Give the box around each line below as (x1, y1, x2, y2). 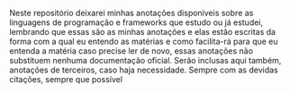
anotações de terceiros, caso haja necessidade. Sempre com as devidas (9, 64, 278, 75)
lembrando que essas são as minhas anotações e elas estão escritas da (9, 27, 276, 37)
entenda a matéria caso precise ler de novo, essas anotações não (9, 46, 254, 56)
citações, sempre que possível (9, 74, 123, 84)
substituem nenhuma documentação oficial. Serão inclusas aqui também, (9, 55, 282, 65)
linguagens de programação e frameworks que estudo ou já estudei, (9, 17, 264, 28)
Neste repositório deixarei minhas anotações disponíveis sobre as (9, 8, 254, 18)
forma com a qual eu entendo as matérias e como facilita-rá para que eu (9, 36, 278, 46)
